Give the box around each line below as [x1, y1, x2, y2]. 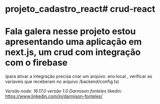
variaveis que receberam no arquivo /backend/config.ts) [5, 78, 120, 84]
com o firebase [5, 57, 68, 68]
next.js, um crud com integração [5, 47, 141, 58]
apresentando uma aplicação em [5, 36, 142, 48]
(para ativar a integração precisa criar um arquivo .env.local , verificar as [5, 74, 153, 79]
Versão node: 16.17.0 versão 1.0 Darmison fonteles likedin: [5, 88, 122, 94]
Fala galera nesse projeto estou [5, 26, 136, 37]
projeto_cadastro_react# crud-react [5, 3, 156, 15]
